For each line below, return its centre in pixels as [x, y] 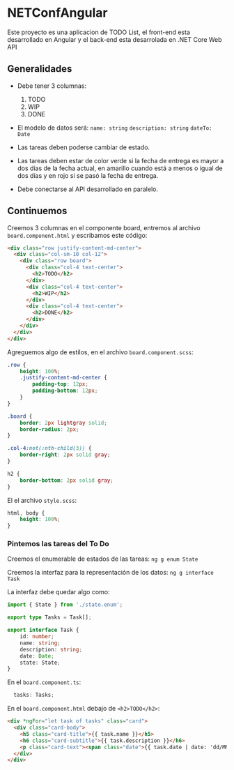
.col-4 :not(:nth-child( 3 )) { [49, 448]
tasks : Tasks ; [34, 695]
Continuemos [37, 211]
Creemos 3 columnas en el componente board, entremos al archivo [104, 227]
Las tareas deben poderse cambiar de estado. [84, 147]
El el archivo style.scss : [42, 500]
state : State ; [40, 663]
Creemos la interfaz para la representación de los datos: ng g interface [110, 573]
